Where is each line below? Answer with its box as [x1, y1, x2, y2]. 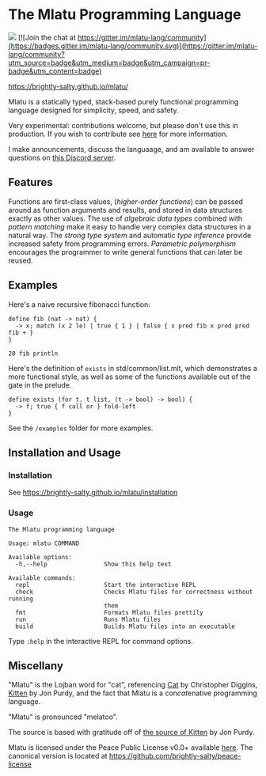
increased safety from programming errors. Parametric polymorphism [8, 239, 236, 248]
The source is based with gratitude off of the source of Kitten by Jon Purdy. [8, 728, 255, 737]
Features [8, 176, 53, 189]
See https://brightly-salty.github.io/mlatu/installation [8, 488, 178, 498]
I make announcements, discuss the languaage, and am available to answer [8, 144, 255, 153]
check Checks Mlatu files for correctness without [15, 588, 253, 596]
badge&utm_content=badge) [8, 66, 102, 76]
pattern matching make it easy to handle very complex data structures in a [8, 221, 252, 231]
